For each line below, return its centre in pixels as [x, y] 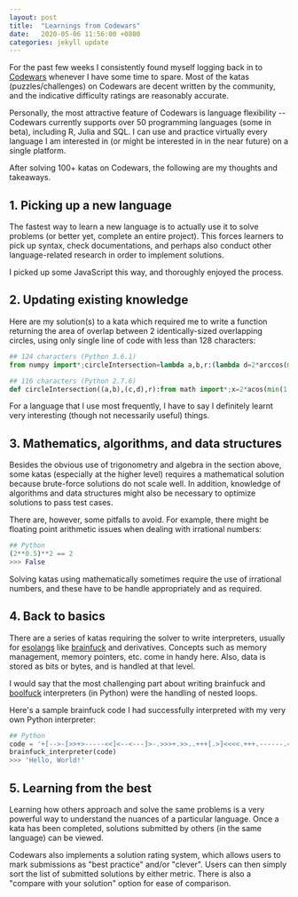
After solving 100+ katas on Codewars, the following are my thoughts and [143, 168]
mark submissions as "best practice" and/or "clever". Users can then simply [148, 864]
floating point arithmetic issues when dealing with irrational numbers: [135, 529]
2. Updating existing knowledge [99, 300]
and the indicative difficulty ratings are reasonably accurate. [119, 96]
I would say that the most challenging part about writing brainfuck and [137, 683]
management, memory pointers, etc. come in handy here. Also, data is [137, 656]
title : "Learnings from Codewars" [75, 26]
